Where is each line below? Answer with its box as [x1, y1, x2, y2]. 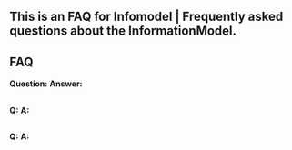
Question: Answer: [9, 78, 84, 89]
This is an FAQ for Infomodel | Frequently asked [9, 9, 284, 25]
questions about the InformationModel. [9, 24, 237, 39]
